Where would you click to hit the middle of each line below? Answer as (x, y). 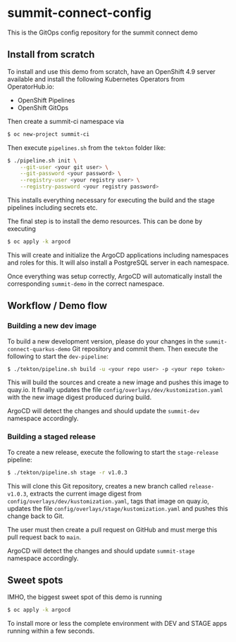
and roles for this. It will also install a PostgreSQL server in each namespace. (118, 263)
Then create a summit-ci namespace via (66, 121)
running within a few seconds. (51, 631)
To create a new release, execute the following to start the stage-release (113, 452)
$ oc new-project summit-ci (49, 134)
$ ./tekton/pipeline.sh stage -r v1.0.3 (68, 472)
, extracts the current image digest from (84, 493)
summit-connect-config (79, 13)
